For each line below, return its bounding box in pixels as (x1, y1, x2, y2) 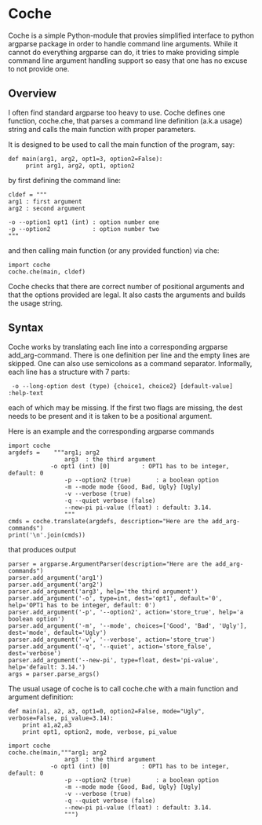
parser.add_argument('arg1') (8, 574, 104, 581)
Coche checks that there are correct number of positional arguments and (8, 281, 245, 291)
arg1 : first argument (8, 197, 82, 205)
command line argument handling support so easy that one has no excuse (8, 56, 248, 65)
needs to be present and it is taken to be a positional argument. (8, 411, 213, 420)
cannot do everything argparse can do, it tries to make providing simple (8, 47, 239, 57)
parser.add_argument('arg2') (8, 581, 104, 588)
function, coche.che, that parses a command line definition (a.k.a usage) (8, 115, 243, 126)
